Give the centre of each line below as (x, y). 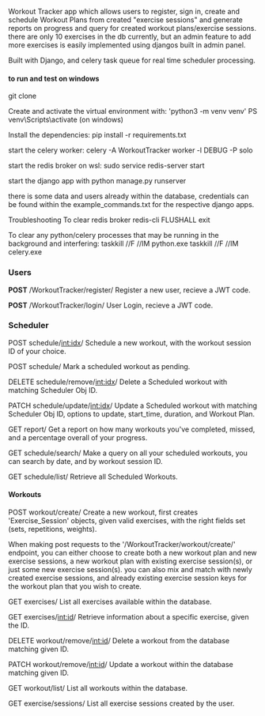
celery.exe (25, 252)
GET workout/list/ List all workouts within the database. (98, 688)
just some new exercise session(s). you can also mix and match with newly (131, 569)
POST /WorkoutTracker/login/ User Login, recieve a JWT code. (111, 305)
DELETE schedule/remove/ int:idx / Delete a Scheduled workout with (118, 382)
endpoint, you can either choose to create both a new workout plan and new (132, 553)
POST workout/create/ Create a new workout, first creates (103, 512)
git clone (23, 96)
